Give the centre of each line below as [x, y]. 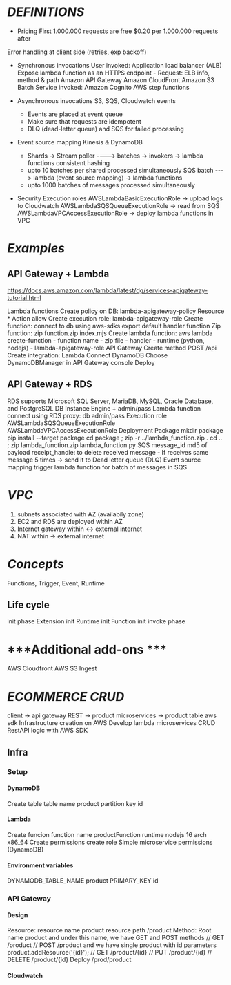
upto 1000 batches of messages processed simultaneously [111, 185]
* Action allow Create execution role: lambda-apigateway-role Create [105, 318]
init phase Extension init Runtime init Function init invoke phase [97, 621]
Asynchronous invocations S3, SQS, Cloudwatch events [96, 100]
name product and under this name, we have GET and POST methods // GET [116, 938]
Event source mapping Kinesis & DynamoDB [80, 142]
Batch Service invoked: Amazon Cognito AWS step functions [103, 87]
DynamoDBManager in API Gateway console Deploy [81, 362]
